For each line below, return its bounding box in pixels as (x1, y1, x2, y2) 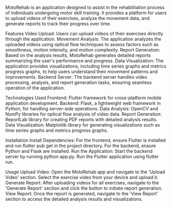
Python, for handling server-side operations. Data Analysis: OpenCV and (5, 106, 159, 111)
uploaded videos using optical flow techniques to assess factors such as (5, 41, 159, 48)
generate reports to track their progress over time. (5, 20, 112, 27)
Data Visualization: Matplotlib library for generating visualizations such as (5, 122, 160, 128)
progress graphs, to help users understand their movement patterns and (5, 68, 158, 75)
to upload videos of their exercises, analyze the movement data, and (5, 15, 150, 21)
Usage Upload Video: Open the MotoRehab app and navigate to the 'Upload (5, 169, 165, 175)
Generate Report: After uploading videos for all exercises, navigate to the (5, 180, 159, 186)
